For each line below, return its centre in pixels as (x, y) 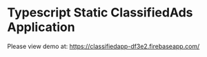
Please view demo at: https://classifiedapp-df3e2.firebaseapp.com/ (103, 46)
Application (41, 27)
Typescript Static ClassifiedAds (100, 13)
